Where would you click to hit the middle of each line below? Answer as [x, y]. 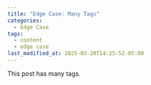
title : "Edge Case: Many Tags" [54, 14]
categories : [25, 21]
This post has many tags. [44, 73]
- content [28, 40]
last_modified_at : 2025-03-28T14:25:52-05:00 [75, 54]
